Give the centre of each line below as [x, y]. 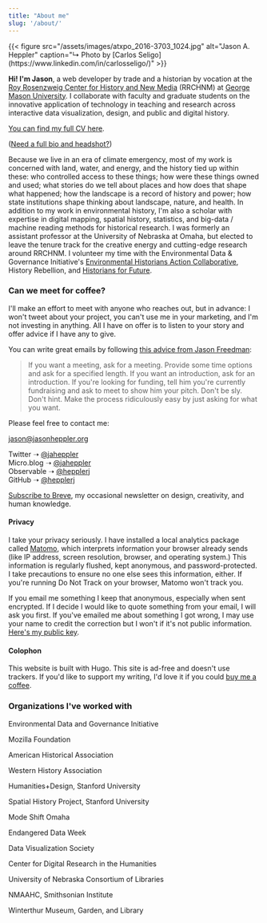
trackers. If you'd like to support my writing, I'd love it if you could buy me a [133, 677]
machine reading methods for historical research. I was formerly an [119, 227]
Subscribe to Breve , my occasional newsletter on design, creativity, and [126, 495]
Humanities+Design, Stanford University [75, 786]
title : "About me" [39, 16]
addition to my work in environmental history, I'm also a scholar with [120, 210]
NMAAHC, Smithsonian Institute [61, 894]
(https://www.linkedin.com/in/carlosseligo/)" [81, 63]
